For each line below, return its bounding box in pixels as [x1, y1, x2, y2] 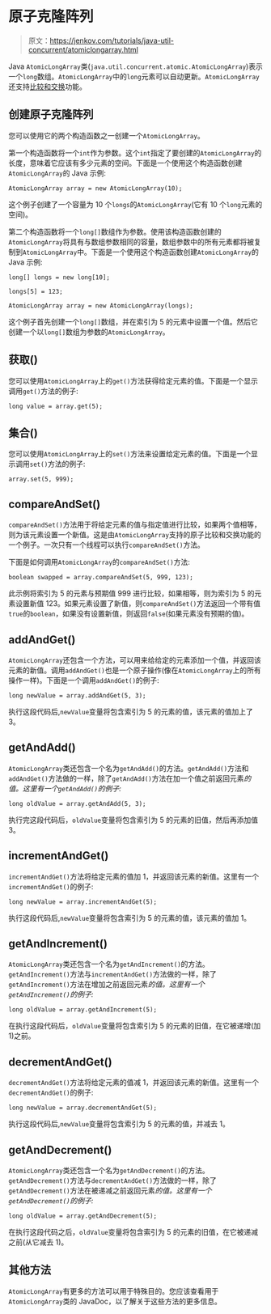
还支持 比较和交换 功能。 [8, 82, 87, 91]
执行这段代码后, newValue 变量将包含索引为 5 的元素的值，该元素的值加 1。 [8, 913, 252, 922]
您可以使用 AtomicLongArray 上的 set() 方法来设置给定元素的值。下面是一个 [8, 449, 252, 459]
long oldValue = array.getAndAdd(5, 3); [8, 799, 147, 807]
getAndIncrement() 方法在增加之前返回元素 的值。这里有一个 [8, 980, 205, 990]
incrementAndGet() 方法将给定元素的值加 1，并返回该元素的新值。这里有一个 [8, 871, 260, 881]
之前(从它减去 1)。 [8, 1237, 69, 1247]
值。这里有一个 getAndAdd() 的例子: [8, 783, 121, 793]
